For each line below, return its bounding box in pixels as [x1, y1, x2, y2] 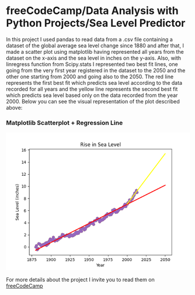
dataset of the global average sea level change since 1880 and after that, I [6, 42, 184, 49]
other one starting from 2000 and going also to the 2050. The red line [6, 73, 174, 80]
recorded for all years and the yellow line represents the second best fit [6, 85, 178, 92]
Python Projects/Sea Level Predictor [6, 16, 186, 30]
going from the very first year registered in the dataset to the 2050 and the [6, 67, 186, 74]
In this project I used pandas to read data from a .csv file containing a [6, 36, 173, 43]
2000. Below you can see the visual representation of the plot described [6, 98, 180, 105]
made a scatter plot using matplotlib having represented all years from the [6, 48, 184, 55]
